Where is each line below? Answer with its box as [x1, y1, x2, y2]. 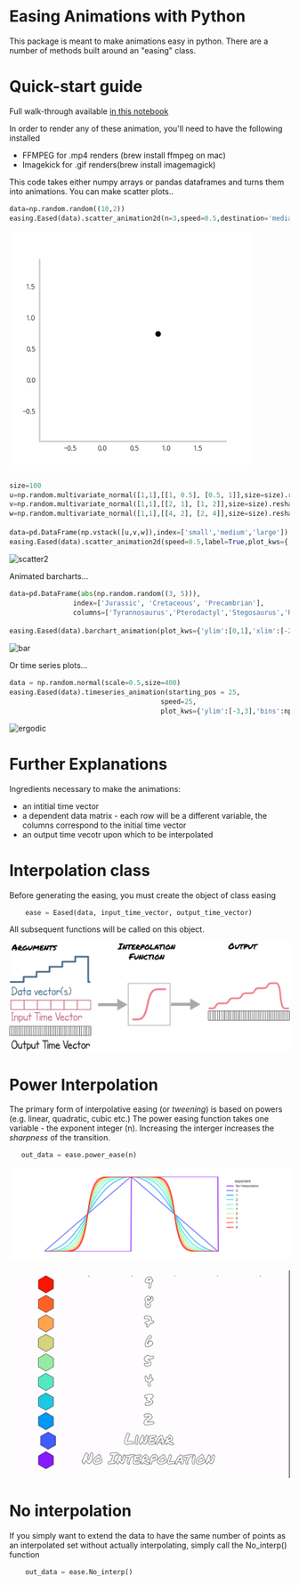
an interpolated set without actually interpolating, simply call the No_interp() [9, 1540, 287, 1550]
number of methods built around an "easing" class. [9, 45, 197, 55]
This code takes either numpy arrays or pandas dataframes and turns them [9, 176, 285, 187]
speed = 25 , [160, 697, 198, 706]
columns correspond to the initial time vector [21, 820, 187, 830]
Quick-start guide [9, 77, 143, 97]
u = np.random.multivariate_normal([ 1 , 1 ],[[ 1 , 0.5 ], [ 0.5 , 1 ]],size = [9, 490, 265, 500]
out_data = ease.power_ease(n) [20, 1151, 138, 1160]
